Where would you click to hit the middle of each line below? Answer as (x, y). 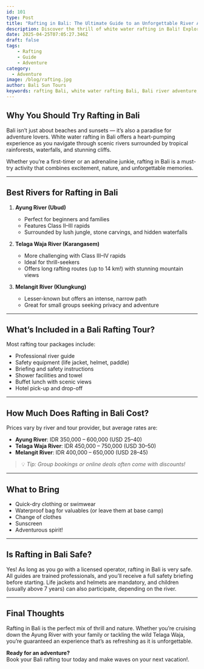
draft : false (23, 40)
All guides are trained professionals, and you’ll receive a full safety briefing (100, 575)
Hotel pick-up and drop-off (49, 388)
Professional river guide (45, 356)
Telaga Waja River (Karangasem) (57, 244)
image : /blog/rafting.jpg (39, 80)
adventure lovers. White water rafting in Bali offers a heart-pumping (91, 137)
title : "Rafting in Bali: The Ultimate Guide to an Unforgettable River (100, 23)
